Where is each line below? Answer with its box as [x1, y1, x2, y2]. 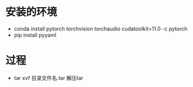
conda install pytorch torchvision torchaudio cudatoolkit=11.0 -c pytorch [13, 25, 188, 32]
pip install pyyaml [13, 31, 57, 38]
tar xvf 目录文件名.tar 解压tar [13, 74, 83, 81]
